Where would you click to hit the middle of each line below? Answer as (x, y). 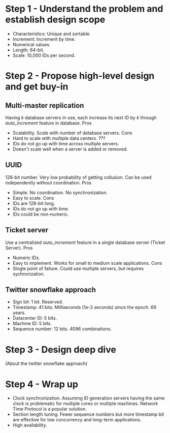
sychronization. (29, 274)
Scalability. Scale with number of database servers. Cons (72, 133)
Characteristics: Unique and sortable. (52, 34)
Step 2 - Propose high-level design (80, 76)
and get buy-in (37, 87)
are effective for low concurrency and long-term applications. (77, 420)
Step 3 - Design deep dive (61, 349)
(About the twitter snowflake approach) (46, 363)
